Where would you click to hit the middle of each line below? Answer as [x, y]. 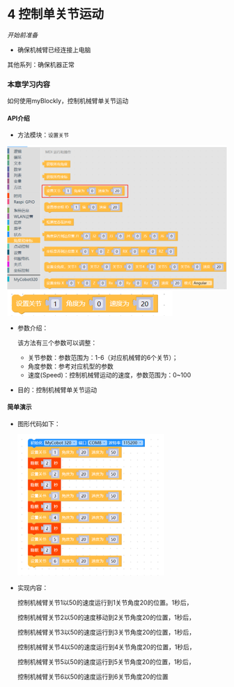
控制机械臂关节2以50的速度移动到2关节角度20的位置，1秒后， [106, 617]
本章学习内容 [29, 84]
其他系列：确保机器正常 [41, 64]
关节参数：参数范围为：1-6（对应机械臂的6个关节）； [103, 357]
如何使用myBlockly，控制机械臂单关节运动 [68, 101]
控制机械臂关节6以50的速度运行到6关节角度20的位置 [93, 677]
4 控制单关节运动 [56, 14]
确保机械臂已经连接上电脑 [54, 50]
